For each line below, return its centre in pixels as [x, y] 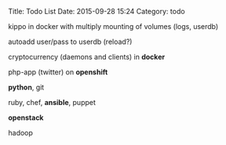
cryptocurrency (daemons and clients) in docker [87, 57]
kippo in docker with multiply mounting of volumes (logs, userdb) [113, 26]
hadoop [21, 133]
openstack [26, 118]
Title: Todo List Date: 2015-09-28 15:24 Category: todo [97, 11]
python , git [26, 87]
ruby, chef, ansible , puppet [52, 102]
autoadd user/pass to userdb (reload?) [70, 42]
